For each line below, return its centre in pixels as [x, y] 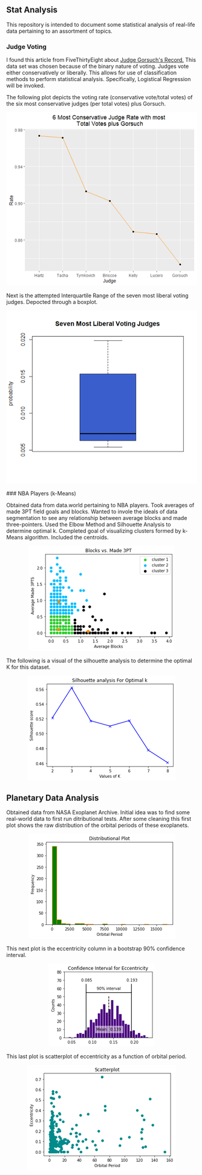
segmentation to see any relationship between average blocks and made [97, 518]
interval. [16, 955]
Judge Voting [27, 47]
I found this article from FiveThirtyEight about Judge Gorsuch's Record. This [101, 60]
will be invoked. [26, 86]
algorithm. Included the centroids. [67, 538]
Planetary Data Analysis [53, 798]
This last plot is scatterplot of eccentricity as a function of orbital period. [96, 1056]
